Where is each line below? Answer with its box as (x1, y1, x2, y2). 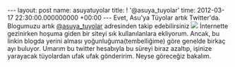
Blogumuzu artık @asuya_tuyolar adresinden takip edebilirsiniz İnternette (7, 22, 229, 30)
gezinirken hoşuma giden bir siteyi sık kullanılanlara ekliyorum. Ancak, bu (7, 30, 220, 37)
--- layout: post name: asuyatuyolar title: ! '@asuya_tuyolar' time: (7, 6, 196, 14)
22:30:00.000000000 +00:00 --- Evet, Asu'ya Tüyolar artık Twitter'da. (15, 13, 221, 22)
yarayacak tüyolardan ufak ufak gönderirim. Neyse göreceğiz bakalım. (7, 52, 212, 60)
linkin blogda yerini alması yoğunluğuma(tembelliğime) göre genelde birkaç (7, 37, 226, 45)
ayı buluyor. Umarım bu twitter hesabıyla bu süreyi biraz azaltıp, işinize (7, 44, 212, 52)
